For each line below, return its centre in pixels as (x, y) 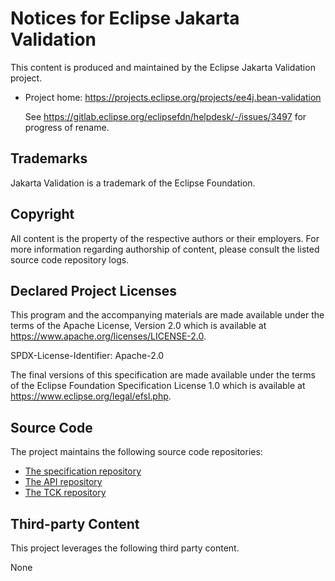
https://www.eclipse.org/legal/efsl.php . (91, 396)
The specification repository (83, 471)
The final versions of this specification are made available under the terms (163, 375)
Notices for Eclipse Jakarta (125, 18)
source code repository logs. (70, 259)
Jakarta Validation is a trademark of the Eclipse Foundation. (133, 183)
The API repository (63, 482)
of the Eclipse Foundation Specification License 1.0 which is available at (158, 386)
